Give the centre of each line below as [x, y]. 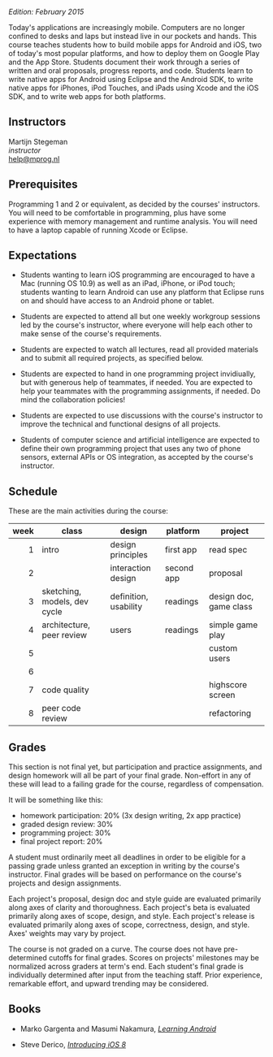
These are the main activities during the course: [89, 511]
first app [181, 550]
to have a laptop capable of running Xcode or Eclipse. [98, 230]
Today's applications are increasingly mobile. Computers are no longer [127, 27]
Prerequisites [43, 185]
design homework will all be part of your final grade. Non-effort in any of [130, 776]
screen [222, 695]
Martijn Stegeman [38, 141]
